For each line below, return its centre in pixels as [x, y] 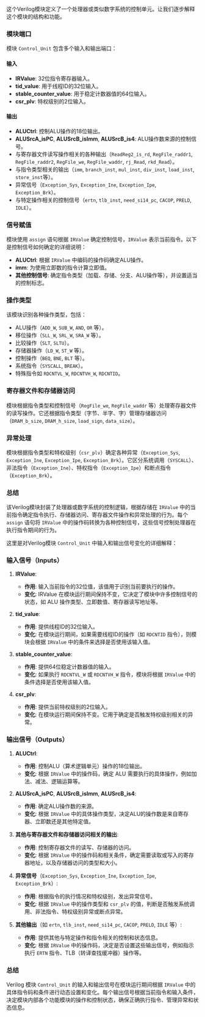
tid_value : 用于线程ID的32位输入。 [58, 86]
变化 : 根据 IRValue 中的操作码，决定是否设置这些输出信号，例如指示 [109, 945]
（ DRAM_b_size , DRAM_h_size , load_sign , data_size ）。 [72, 420]
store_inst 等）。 [36, 177]
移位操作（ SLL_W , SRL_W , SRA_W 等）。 [60, 336]
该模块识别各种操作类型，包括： [46, 315]
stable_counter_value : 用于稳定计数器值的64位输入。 [83, 94]
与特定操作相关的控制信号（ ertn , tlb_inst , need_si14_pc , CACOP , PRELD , [103, 200]
